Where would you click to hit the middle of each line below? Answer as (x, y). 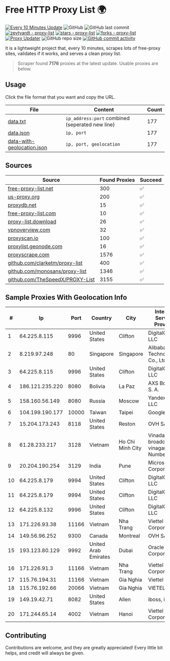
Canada (98, 536)
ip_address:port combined (98, 118)
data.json (19, 133)
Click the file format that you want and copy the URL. (60, 97)
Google (157, 413)
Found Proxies (117, 180)
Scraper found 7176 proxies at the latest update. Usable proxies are (88, 63)
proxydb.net (22, 205)
